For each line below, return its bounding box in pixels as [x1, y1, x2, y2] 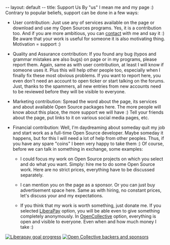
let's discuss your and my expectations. [20, 193, 104, 198]
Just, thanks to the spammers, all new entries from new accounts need [12, 83, 161, 89]
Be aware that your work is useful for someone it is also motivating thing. [12, 36, 165, 42]
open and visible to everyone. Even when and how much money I [20, 219, 157, 225]
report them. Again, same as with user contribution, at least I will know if [12, 62, 164, 67]
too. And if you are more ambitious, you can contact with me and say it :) [12, 30, 165, 36]
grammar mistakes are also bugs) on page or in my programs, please [12, 56, 157, 62]
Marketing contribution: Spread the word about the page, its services [12, 98, 157, 104]
